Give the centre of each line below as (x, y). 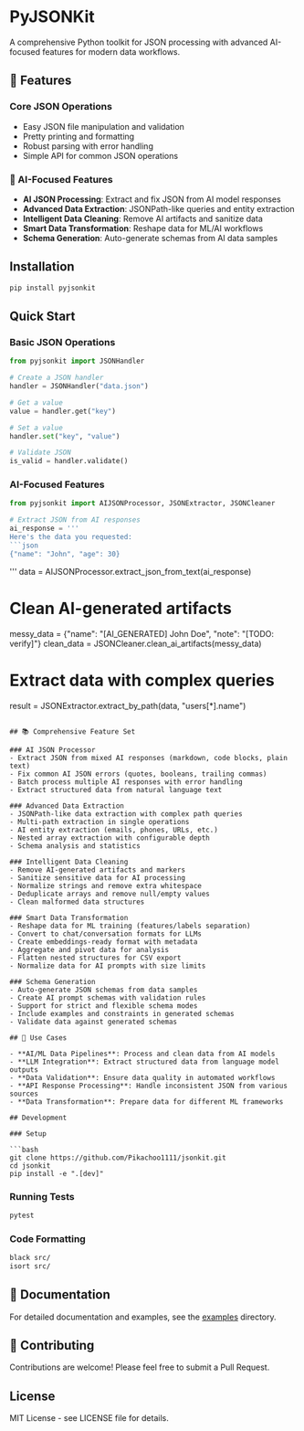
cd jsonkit (30, 1166)
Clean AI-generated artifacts (121, 608)
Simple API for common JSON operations (100, 155)
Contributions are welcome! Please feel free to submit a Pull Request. (140, 1367)
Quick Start (42, 316)
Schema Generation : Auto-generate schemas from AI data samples (150, 238)
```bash (24, 1150)
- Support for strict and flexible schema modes (104, 1006)
